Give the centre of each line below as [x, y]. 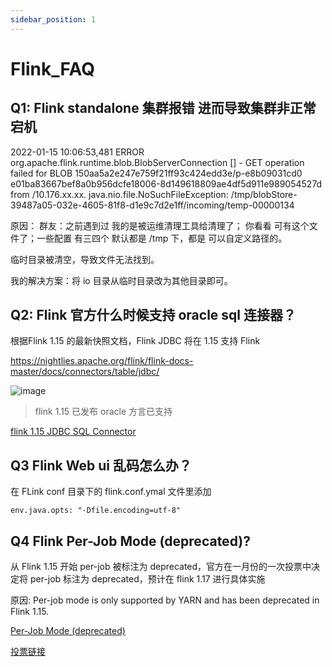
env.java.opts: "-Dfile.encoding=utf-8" [96, 511]
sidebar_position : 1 [53, 19]
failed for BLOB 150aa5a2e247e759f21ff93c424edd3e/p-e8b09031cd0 [156, 173]
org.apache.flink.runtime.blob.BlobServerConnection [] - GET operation [157, 162]
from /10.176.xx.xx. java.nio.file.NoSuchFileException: [119, 194]
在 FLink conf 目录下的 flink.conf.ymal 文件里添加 [111, 492]
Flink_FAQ [52, 68]
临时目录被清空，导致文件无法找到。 [85, 259]
